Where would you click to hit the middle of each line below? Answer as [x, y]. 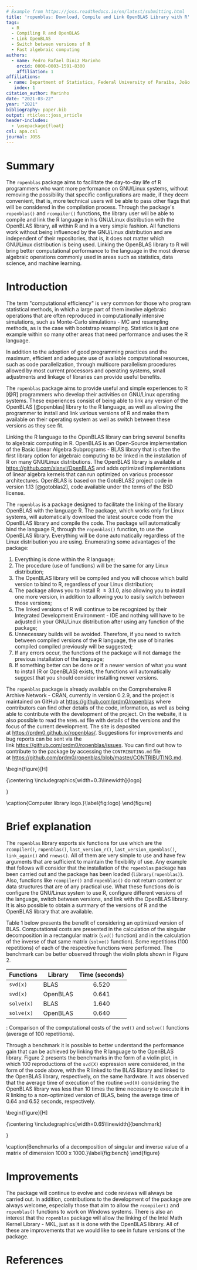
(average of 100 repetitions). [40, 1034]
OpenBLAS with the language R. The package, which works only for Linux [95, 510]
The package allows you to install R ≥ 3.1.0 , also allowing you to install [100, 590]
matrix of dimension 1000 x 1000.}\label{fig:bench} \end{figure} [83, 1153]
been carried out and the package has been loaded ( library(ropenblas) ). [95, 874]
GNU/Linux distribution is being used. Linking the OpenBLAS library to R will [98, 245]
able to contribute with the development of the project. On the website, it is [96, 714]
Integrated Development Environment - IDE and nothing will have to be [99, 615]
